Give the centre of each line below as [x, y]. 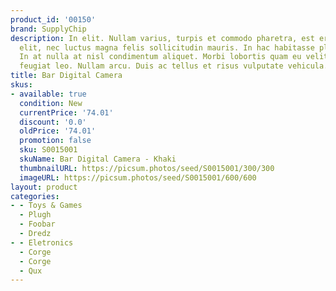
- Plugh [35, 215]
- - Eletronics [42, 242]
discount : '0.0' [53, 122]
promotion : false [55, 141]
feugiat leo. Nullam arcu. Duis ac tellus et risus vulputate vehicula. [174, 66]
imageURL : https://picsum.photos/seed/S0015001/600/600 [138, 177]
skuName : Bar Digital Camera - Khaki [98, 159]
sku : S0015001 [48, 150]
